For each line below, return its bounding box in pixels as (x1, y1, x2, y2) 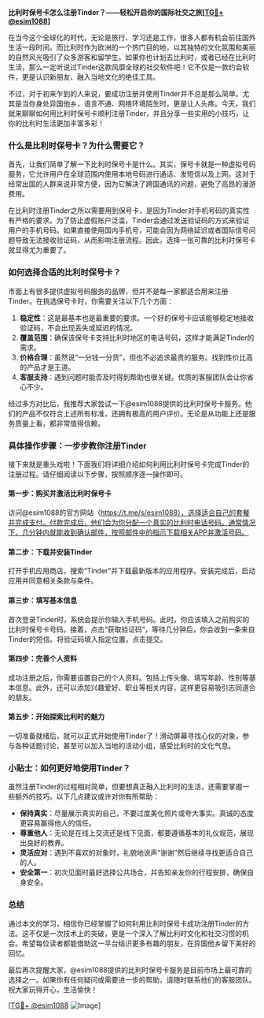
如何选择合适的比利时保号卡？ (8, 267, 122, 278)
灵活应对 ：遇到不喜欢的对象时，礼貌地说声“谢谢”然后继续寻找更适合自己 (19, 848, 254, 858)
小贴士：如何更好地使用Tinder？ (8, 763, 131, 774)
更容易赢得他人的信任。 (19, 819, 96, 828)
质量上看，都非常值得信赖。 (14, 418, 104, 428)
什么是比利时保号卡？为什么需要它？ (8, 140, 145, 151)
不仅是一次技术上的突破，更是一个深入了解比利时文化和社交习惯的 (28, 928, 242, 938)
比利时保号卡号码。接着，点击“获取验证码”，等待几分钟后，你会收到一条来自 (8, 625, 255, 634)
